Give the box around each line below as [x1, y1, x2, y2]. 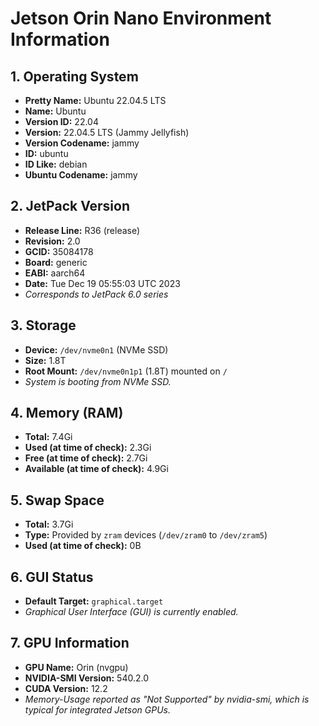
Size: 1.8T [24, 354, 67, 366]
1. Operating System [10, 68, 139, 85]
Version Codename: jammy [24, 137, 140, 149]
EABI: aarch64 [24, 267, 86, 279]
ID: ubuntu [24, 148, 69, 159]
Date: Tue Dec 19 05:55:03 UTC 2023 [24, 277, 181, 289]
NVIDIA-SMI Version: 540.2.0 [24, 672, 149, 684]
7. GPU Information [10, 635, 130, 652]
